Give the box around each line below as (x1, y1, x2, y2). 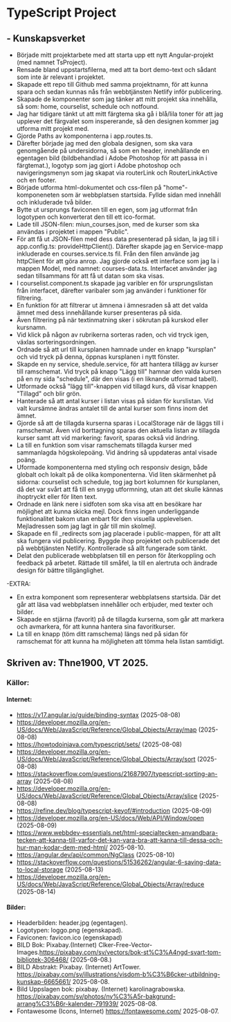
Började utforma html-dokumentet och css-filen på (16, 184, 162, 191)
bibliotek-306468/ (16, 955, 69, 964)
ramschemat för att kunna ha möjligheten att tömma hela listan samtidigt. (16, 637, 225, 645)
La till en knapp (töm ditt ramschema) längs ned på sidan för (16, 630, 188, 638)
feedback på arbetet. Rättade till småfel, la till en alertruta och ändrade (16, 559, 218, 567)
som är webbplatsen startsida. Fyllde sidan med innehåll (61, 191, 221, 199)
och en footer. (16, 176, 57, 184)
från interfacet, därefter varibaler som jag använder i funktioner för (16, 286, 207, 294)
